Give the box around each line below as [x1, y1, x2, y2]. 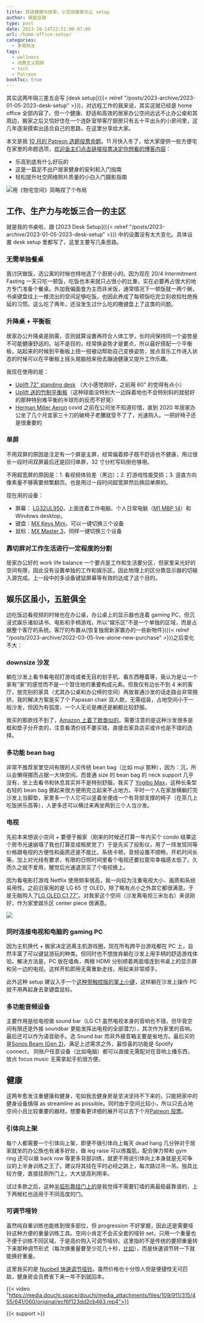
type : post [6, 20, 34, 26]
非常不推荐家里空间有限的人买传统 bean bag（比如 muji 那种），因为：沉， [6, 763, 191, 770]
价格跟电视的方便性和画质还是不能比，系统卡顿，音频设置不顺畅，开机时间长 [6, 848, 198, 856]
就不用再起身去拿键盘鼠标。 [6, 986, 76, 993]
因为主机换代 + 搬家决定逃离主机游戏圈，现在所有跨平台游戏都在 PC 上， [6, 943, 188, 950]
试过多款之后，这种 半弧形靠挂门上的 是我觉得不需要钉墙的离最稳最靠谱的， [6, 1182, 192, 1190]
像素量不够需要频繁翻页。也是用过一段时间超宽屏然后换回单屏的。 [6, 478, 171, 486]
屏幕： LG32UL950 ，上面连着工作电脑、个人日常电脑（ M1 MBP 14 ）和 [15, 504, 191, 512]
